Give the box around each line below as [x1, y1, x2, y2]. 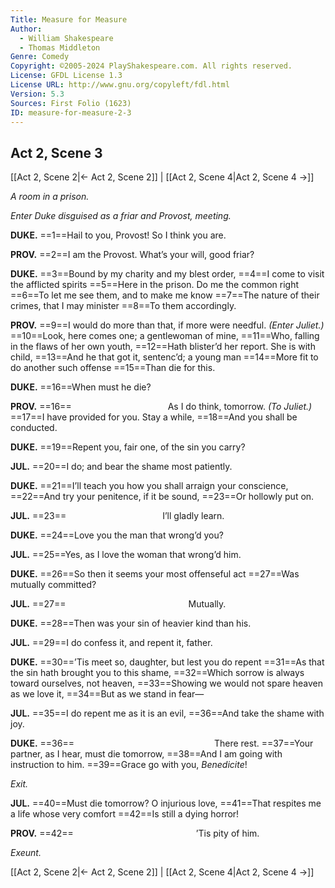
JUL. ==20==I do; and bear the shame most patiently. [10, 461, 233, 473]
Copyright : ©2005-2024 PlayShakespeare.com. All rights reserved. [10, 61, 293, 71]
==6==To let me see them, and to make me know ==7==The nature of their [10, 289, 320, 301]
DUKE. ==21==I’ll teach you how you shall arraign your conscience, [10, 480, 289, 492]
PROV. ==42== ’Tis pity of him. [10, 827, 260, 840]
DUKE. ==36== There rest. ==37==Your [10, 737, 314, 750]
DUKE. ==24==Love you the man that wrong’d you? [10, 529, 224, 541]
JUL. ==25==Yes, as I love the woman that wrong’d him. [10, 549, 242, 561]
